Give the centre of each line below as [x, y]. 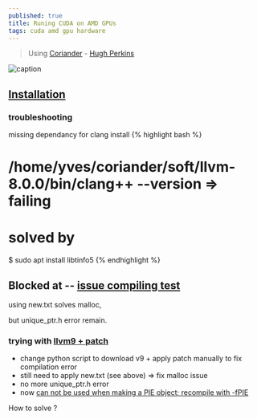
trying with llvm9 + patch [58, 340]
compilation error [49, 367]
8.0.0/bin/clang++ [71, 184]
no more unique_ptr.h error [65, 384]
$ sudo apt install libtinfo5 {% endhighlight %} [84, 260]
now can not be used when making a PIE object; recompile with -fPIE [134, 393]
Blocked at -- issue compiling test [94, 285]
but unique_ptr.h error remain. [58, 320]
